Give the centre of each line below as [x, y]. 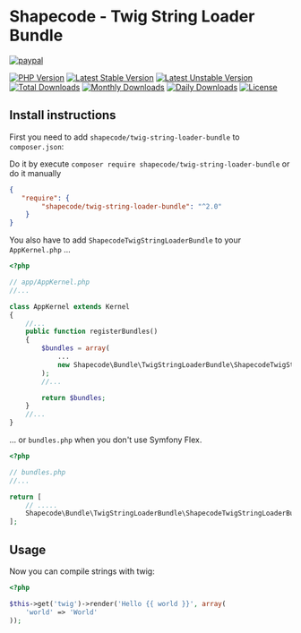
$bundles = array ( [76, 348]
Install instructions [63, 115]
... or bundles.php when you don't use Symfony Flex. [106, 440]
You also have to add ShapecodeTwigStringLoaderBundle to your [125, 240]
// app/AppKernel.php [50, 282]
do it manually [35, 173]
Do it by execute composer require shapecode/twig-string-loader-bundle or [150, 164]
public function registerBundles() [92, 332]
